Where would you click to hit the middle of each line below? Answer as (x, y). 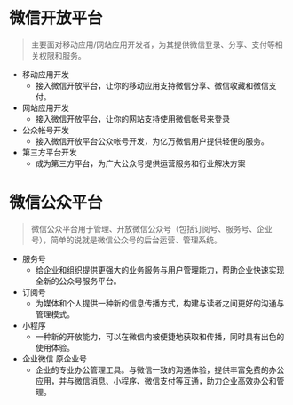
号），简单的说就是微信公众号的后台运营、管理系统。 (126, 240)
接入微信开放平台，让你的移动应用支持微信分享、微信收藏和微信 (152, 85)
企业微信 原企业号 (54, 358)
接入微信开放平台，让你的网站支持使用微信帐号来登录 (133, 119)
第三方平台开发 (49, 152)
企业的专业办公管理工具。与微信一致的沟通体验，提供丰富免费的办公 (160, 369)
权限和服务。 (62, 55)
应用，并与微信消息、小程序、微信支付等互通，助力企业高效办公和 (156, 381)
